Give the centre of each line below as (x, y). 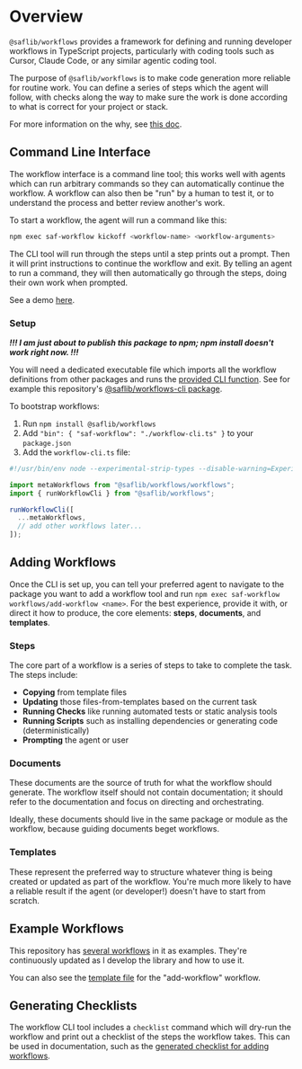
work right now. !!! (44, 352)
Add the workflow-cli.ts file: (76, 452)
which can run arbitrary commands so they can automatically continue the (147, 183)
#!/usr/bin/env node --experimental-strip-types (102, 468)
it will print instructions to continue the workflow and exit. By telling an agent (151, 263)
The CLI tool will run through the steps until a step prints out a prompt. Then (150, 254)
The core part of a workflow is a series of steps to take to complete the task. (151, 665)
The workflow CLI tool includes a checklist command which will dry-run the (151, 1028)
